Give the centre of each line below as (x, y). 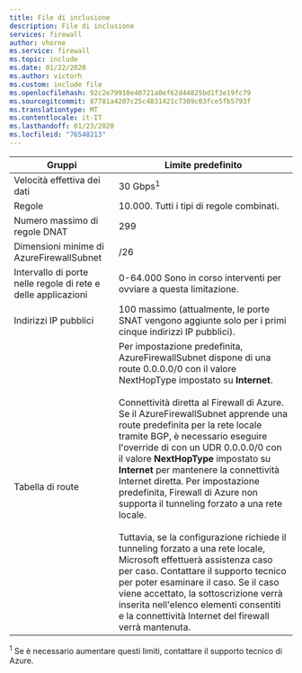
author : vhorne (38, 43)
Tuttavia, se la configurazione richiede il (202, 537)
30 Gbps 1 (139, 186)
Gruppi (62, 164)
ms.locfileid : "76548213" (58, 135)
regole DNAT (41, 232)
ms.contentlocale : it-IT (56, 118)
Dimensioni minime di (59, 246)
